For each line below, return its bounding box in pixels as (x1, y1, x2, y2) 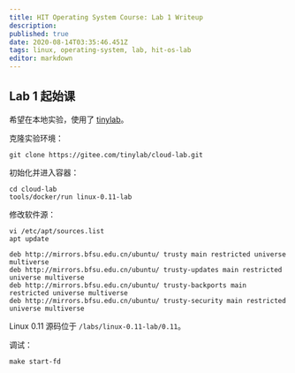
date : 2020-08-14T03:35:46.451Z (9, 37, 128, 47)
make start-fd (9, 357, 62, 366)
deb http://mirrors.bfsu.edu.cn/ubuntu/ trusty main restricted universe (9, 249, 287, 259)
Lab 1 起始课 (9, 89, 76, 104)
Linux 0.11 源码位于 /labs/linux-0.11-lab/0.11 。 (9, 320, 185, 331)
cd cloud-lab (9, 185, 57, 194)
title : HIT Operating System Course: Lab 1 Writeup (9, 12, 203, 22)
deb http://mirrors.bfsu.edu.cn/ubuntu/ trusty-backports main (9, 280, 247, 290)
